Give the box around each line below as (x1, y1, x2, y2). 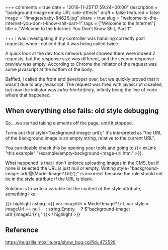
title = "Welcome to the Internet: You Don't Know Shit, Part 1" (5, 26, 131, 32)
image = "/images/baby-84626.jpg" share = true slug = (5, 15, 120, 21)
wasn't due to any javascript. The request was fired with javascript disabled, (5, 81, 163, 87)
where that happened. (5, 92, 51, 98)
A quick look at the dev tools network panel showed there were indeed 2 (5, 50, 156, 56)
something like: (5, 191, 37, 197)
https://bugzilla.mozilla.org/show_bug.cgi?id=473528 (5, 239, 116, 245)
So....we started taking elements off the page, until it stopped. (5, 120, 133, 126)
